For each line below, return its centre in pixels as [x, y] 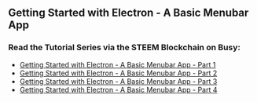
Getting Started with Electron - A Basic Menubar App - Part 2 [118, 73]
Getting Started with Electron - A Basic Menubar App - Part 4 [118, 89]
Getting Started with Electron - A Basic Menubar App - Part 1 [117, 64]
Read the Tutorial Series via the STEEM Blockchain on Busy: [125, 48]
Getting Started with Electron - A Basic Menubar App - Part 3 [118, 81]
